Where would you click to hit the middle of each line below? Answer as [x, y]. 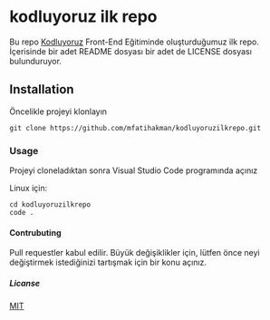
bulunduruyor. [35, 61]
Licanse [25, 283]
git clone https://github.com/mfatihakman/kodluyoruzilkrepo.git [135, 128]
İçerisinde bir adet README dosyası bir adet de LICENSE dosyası [130, 51]
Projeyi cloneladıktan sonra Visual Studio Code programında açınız [134, 170]
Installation [42, 89]
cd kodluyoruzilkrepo [50, 205]
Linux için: [29, 189]
